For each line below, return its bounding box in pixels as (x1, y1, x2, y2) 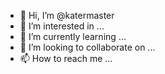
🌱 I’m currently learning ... (19, 31, 127, 42)
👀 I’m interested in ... (19, 20, 105, 32)
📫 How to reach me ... (19, 53, 113, 64)
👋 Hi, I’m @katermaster (19, 10, 115, 21)
